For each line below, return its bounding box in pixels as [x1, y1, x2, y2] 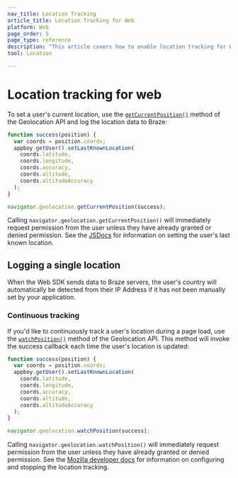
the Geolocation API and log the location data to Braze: [7, 118, 168, 126]
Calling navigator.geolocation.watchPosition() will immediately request [7, 440, 220, 449]
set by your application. [7, 293, 76, 302]
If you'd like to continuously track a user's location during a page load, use [7, 326, 225, 335]
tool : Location [7, 50, 52, 57]
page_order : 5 [7, 30, 50, 38]
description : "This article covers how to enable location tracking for [7, 43, 227, 50]
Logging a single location [7, 259, 121, 271]
